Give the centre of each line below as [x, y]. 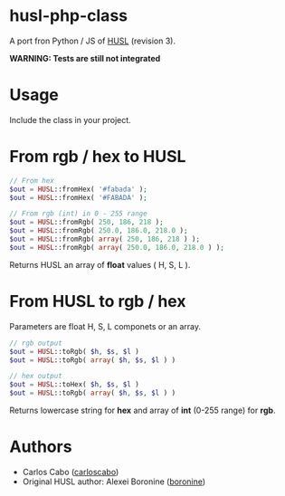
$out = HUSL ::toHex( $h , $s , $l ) [75, 385]
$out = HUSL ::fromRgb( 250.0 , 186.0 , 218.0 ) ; [99, 231]
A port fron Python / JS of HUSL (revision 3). [93, 41]
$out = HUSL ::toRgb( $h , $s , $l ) [75, 351]
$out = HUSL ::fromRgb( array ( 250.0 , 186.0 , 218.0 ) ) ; [117, 247]
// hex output [36, 377]
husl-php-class [69, 16]
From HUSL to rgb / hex [98, 301]
